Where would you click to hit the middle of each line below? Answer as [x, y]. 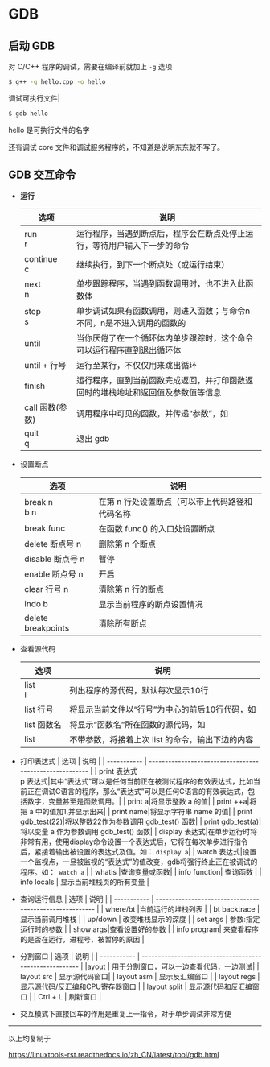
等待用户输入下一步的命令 [141, 245]
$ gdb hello [28, 114]
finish [35, 386]
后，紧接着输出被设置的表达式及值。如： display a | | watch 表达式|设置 [138, 851]
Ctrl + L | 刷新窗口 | [70, 996]
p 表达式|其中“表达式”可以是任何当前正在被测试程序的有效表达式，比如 [137, 781]
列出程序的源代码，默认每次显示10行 [139, 690]
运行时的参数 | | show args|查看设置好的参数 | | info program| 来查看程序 [139, 929]
